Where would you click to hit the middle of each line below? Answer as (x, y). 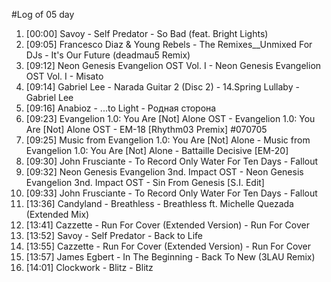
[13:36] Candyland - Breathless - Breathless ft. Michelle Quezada (159, 203)
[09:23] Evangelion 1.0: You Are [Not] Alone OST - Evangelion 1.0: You (170, 118)
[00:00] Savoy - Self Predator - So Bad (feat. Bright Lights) (147, 33)
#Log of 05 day (43, 14)
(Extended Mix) (57, 214)
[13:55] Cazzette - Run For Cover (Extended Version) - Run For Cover (168, 246)
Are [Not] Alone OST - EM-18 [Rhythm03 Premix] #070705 (146, 129)
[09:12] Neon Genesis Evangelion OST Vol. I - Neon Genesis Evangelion (173, 65)
